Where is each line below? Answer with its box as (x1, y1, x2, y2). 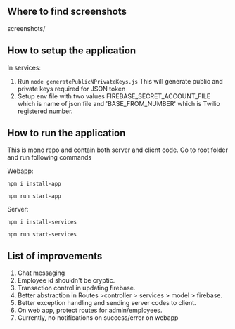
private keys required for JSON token (17, 84, 126, 93)
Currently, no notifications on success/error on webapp (17, 314, 179, 322)
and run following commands (7, 153, 92, 162)
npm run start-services (7, 231, 77, 238)
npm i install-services (7, 219, 77, 226)
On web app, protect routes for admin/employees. (17, 306, 163, 315)
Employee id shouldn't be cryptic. (17, 276, 115, 285)
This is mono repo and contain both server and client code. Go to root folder (7, 146, 229, 154)
